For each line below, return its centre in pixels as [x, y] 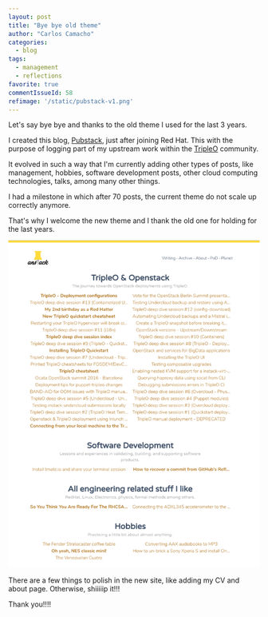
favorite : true [33, 84]
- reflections [39, 76]
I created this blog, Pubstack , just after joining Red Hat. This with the [121, 141]
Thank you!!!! [30, 604]
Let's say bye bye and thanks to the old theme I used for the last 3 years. [128, 125]
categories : [28, 42]
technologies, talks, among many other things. [85, 181]
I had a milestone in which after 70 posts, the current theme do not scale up [132, 197]
